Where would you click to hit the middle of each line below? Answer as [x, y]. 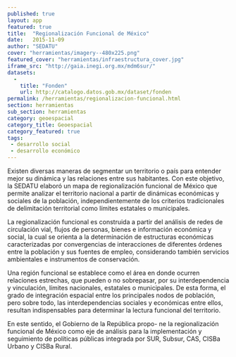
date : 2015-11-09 [36, 40]
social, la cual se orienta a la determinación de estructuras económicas [111, 237]
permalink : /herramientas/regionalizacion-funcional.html [94, 99]
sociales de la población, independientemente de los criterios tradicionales [116, 201]
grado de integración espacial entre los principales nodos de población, [112, 295]
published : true [31, 14]
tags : [15, 138]
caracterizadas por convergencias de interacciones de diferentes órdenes [115, 244]
